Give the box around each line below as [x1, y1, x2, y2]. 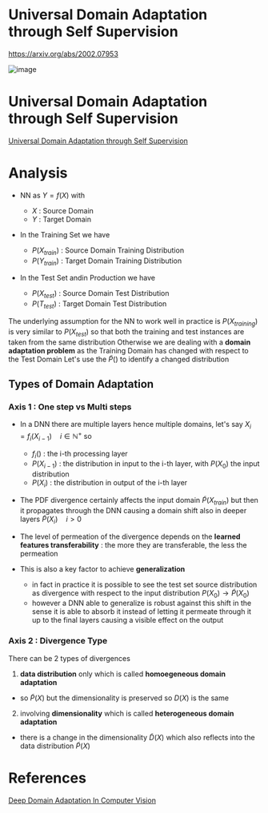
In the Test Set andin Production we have [19, 273, 156, 283]
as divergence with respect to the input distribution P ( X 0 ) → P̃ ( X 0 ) [31, 588, 250, 600]
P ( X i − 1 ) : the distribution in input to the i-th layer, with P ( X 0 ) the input [31, 459, 260, 471]
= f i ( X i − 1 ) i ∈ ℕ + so [19, 430, 92, 443]
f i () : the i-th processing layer [31, 448, 128, 460]
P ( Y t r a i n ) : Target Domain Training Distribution [31, 256, 182, 267]
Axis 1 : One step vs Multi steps [8, 401, 132, 412]
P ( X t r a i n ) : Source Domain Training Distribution [31, 245, 185, 257]
